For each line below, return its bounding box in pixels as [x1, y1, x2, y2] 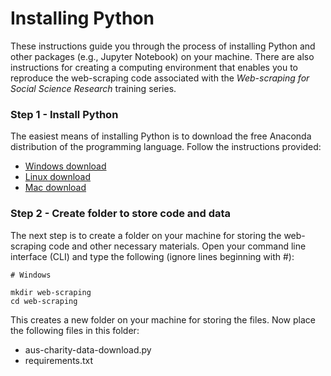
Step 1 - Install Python [10, 107, 119, 121]
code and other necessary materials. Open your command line [48, 240, 307, 252]
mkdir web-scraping [10, 287, 92, 297]
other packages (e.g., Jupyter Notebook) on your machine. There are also [10, 50, 315, 62]
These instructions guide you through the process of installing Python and [10, 40, 316, 52]
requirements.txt [24, 354, 94, 366]
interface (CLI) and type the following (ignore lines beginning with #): [10, 250, 295, 262]
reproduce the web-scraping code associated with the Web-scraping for [10, 72, 310, 84]
